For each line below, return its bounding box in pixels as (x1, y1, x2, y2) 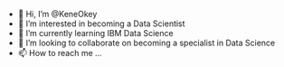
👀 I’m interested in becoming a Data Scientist (17, 18, 185, 29)
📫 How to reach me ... (17, 48, 102, 58)
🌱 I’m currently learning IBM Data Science (17, 28, 174, 38)
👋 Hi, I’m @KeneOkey (17, 9, 98, 19)
